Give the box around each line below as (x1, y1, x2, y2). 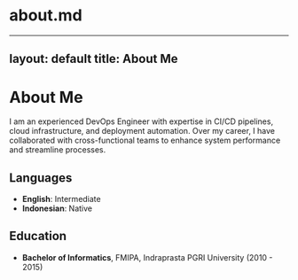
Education (9, 229, 67, 244)
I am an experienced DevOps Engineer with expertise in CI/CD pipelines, (9, 116, 273, 127)
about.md (9, 5, 82, 26)
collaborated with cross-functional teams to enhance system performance (9, 135, 281, 146)
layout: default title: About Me (9, 51, 178, 66)
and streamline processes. (9, 144, 106, 155)
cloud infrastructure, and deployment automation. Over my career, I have (9, 126, 275, 136)
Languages (9, 170, 73, 185)
